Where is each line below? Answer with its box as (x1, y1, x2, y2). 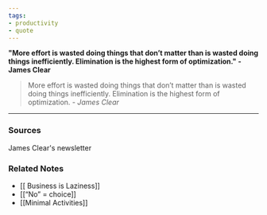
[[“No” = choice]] (19, 189, 77, 199)
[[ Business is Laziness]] (19, 181, 101, 190)
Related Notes (8, 162, 64, 174)
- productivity (8, 19, 59, 27)
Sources (8, 125, 41, 136)
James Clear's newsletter (8, 143, 92, 152)
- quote (8, 26, 34, 34)
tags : (8, 11, 26, 20)
